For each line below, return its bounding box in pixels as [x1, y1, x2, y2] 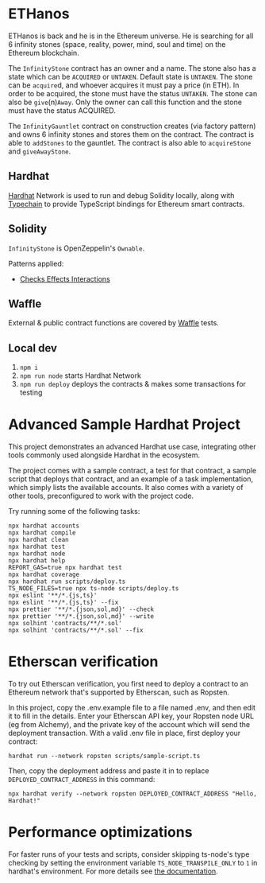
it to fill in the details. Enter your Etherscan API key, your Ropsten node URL [8, 711, 255, 721]
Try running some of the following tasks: [8, 507, 140, 516]
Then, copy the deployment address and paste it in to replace [8, 766, 209, 776]
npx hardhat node [8, 550, 66, 558]
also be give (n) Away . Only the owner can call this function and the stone [8, 97, 242, 107]
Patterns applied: [8, 259, 64, 268]
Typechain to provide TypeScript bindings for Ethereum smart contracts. [8, 199, 245, 208]
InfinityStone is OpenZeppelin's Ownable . [8, 243, 145, 253]
